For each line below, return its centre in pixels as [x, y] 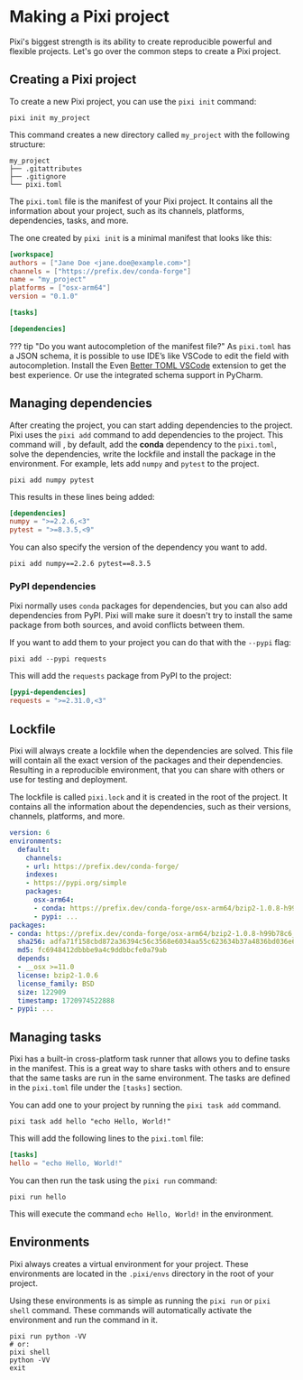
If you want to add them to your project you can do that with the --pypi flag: [150, 643]
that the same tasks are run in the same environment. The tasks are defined [150, 1078]
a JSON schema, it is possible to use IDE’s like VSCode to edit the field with [149, 356]
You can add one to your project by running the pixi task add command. [145, 1105]
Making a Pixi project [89, 17]
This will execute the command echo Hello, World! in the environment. [142, 1213]
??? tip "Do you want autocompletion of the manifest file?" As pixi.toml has [150, 346]
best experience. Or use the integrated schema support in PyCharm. [136, 375]
